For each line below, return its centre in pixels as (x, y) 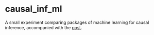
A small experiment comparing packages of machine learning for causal (77, 22)
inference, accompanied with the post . (44, 27)
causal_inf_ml (34, 9)
